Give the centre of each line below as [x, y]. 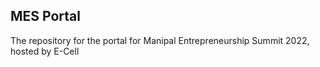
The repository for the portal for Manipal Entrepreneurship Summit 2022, [160, 40]
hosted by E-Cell [45, 51]
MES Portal [45, 16]
